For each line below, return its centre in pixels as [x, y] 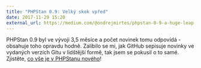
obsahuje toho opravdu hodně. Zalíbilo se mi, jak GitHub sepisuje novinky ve [100, 46]
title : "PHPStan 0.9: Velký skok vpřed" [57, 12]
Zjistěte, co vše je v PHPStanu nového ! [54, 59]
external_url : [24, 23]
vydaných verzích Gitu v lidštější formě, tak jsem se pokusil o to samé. [93, 52]
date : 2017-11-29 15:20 [36, 17]
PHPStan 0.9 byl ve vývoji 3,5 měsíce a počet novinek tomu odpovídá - [94, 40]
